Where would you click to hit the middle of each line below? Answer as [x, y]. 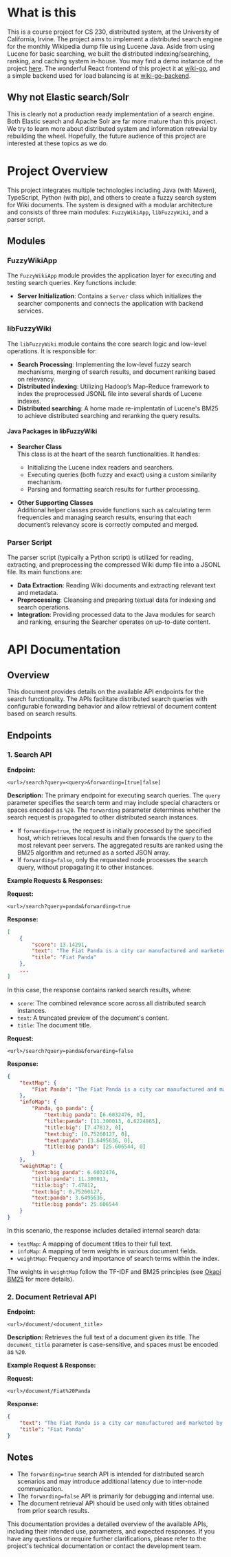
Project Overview [58, 171]
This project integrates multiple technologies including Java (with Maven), [112, 190]
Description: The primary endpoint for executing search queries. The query [114, 795]
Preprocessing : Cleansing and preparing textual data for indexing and [117, 600]
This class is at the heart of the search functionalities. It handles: [109, 454]
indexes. [29, 401]
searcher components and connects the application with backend [110, 304]
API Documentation [64, 650]
